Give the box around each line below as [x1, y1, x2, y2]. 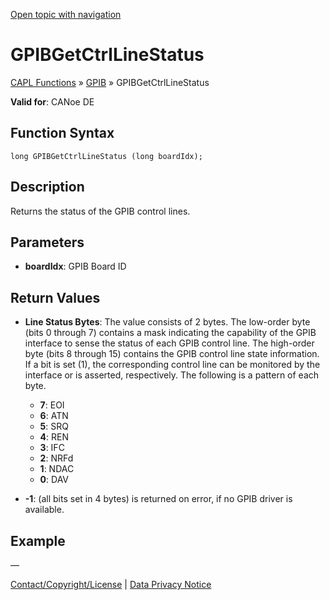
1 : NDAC [39, 463, 75, 475]
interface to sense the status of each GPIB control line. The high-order [24, 337, 315, 349]
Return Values [10, 289, 101, 306]
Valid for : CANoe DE [10, 95, 95, 108]
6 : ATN [39, 410, 69, 422]
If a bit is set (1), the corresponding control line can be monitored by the [24, 359, 321, 371]
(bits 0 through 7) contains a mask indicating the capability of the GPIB [24, 327, 317, 339]
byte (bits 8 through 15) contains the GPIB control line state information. [24, 348, 320, 360]
